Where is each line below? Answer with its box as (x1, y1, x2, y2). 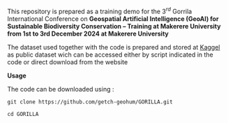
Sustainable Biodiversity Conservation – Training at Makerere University (7, 22, 221, 30)
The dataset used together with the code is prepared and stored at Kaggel (7, 43, 220, 51)
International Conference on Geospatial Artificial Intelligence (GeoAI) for (7, 14, 219, 23)
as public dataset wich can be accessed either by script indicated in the (7, 50, 214, 59)
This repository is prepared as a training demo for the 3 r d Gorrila (7, 6, 192, 15)
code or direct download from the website (7, 57, 128, 66)
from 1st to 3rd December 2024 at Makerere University (7, 29, 169, 38)
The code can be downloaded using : (7, 85, 114, 93)
